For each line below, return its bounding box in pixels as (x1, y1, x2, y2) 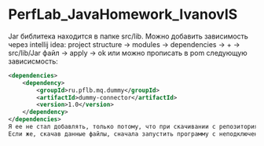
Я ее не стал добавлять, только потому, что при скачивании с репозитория (8, 123, 258, 131)
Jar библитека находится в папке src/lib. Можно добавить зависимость (8, 31, 249, 41)
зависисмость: (8, 57, 59, 66)
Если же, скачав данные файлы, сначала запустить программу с (8, 130, 216, 138)
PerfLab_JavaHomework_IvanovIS (8, 5, 238, 24)
